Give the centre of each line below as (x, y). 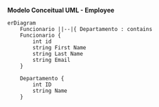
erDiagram (22, 23)
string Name (50, 91)
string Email (52, 60)
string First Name (59, 48)
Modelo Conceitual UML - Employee (61, 10)
